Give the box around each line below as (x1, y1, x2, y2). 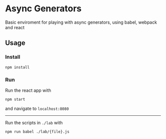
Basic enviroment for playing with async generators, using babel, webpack (5, 19, 157, 25)
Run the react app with (5, 87, 51, 93)
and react (5, 24, 25, 30)
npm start (5, 97, 26, 102)
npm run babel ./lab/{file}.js (5, 129, 70, 134)
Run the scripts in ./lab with (5, 119, 63, 126)
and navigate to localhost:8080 (5, 105, 69, 111)
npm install (5, 65, 30, 69)
